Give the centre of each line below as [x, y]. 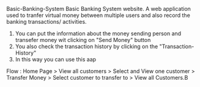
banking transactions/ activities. [46, 22]
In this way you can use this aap [56, 59]
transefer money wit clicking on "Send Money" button [83, 40]
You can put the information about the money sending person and [98, 33]
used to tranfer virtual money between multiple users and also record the [98, 15]
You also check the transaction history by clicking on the [87, 46]
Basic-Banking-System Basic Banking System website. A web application [99, 9]
